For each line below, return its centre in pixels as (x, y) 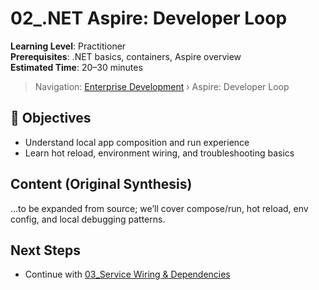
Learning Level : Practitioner (68, 46)
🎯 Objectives (51, 118)
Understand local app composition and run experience (137, 142)
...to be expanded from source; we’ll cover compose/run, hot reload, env (159, 208)
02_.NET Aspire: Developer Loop (149, 18)
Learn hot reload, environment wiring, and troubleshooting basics (159, 153)
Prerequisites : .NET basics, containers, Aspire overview (126, 56)
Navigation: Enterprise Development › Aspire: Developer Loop (162, 86)
